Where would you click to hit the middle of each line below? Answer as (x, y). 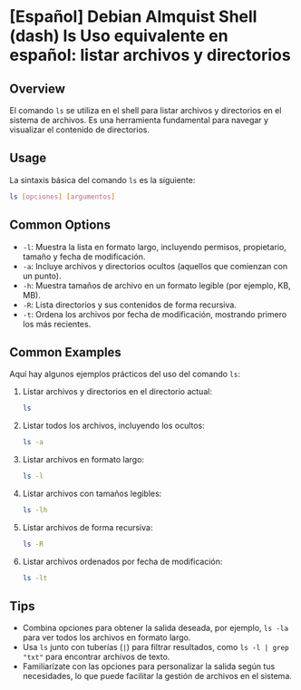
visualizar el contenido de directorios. (79, 130)
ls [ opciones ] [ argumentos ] (63, 197)
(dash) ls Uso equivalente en (119, 36)
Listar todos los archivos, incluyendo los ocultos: (114, 426)
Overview (38, 88)
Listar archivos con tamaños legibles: (92, 493)
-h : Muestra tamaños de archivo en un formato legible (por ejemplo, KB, (157, 285)
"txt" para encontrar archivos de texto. (96, 657)
